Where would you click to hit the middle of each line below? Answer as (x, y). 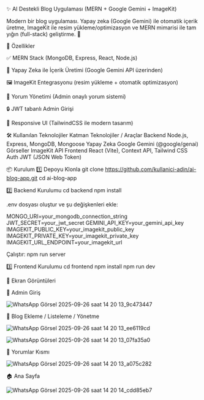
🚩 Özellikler (21, 46)
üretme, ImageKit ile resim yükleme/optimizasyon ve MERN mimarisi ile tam (101, 28)
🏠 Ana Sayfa (23, 376)
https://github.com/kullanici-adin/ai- (151, 169)
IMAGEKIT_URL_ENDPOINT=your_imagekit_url (64, 242)
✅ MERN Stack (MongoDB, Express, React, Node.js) (72, 58)
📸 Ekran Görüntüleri (31, 281)
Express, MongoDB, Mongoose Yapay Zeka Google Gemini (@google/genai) (103, 144)
